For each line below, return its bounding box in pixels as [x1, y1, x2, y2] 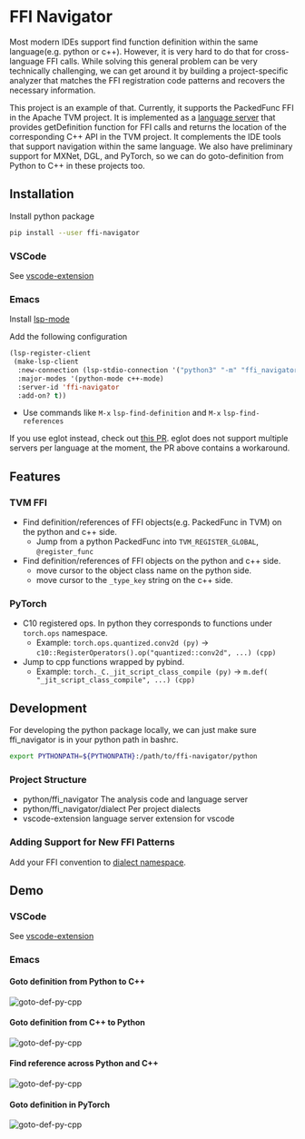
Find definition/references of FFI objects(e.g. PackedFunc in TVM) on [22, 517, 282, 528]
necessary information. [9, 84, 96, 95]
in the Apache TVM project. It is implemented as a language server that [9, 112, 276, 123]
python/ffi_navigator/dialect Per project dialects [22, 804, 202, 815]
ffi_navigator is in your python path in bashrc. [9, 734, 179, 746]
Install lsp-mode [9, 313, 70, 324]
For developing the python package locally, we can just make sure [9, 725, 257, 736]
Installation [9, 186, 74, 202]
